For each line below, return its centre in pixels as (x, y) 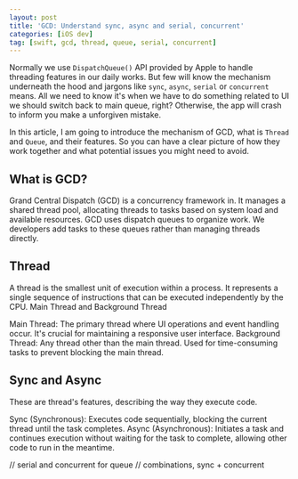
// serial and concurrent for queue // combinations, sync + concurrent (137, 465)
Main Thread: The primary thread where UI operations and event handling (145, 324)
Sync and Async (56, 381)
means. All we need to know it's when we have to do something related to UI (149, 96)
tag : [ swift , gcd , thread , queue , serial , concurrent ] (113, 42)
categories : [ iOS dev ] (51, 34)
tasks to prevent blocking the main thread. (87, 352)
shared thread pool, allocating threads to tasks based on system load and (144, 210)
